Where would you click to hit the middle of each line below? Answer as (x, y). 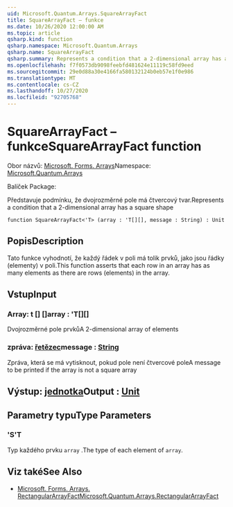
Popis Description (45, 241)
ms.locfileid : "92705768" (44, 98)
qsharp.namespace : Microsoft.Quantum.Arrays (72, 46)
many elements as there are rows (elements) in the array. (88, 273)
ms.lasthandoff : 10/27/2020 (48, 91)
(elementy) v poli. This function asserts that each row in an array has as (109, 265)
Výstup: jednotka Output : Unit (74, 392)
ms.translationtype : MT (42, 78)
